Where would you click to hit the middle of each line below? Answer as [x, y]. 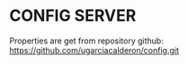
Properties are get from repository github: [86, 41]
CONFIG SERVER [73, 16]
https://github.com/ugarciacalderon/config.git [94, 50]
